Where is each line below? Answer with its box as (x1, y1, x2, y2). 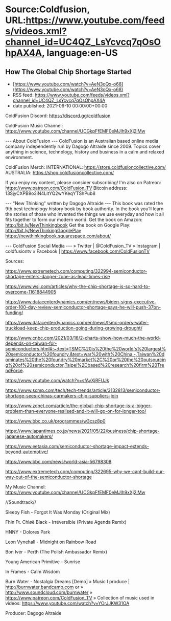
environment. (5, 154, 33, 160)
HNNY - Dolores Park (5, 529, 51, 535)
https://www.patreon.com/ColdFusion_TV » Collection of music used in (5, 595, 155, 601)
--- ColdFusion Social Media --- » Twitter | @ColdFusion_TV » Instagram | (5, 243, 161, 249)
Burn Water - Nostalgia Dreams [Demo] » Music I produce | (5, 579, 130, 584)
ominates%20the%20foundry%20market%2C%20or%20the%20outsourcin (5, 357, 166, 363)
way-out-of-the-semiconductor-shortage (5, 474, 92, 480)
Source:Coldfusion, (5, 4, 90, 15)
